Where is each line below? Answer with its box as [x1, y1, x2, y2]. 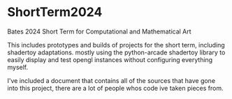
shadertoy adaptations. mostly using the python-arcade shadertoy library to [7, 48, 226, 56]
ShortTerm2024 [7, 4, 103, 20]
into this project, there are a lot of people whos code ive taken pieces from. [7, 84, 224, 92]
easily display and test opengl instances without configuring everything [7, 55, 213, 63]
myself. [7, 63, 29, 71]
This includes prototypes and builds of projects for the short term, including [7, 40, 225, 49]
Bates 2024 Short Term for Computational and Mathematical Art [7, 27, 191, 36]
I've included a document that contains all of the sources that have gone [7, 76, 215, 84]
